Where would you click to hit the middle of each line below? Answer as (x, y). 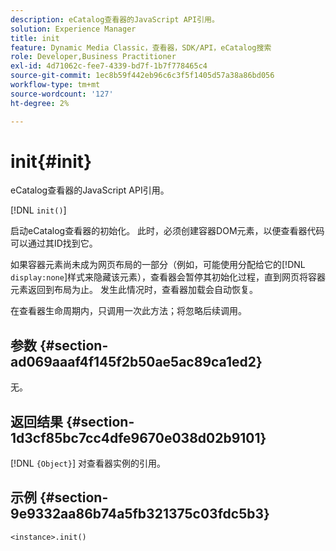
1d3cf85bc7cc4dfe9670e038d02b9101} (138, 437)
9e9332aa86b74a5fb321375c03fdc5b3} (140, 514)
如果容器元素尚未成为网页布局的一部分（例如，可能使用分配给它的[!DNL (158, 265)
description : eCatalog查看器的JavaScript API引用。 (115, 19)
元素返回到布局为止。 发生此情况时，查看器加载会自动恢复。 (134, 290)
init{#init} (51, 161)
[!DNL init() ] (38, 210)
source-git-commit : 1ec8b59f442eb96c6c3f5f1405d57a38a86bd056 (142, 76)
